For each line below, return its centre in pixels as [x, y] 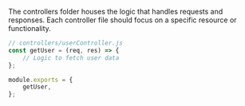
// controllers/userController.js [66, 43]
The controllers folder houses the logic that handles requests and [116, 12]
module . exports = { [41, 80]
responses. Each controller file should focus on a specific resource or [122, 20]
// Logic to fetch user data [71, 58]
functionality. [30, 28]
